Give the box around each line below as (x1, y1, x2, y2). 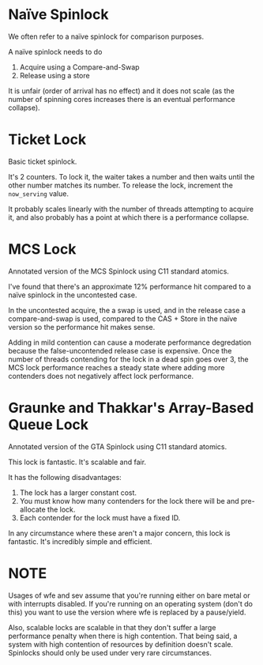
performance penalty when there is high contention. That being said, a (8, 631, 238, 640)
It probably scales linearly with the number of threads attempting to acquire (8, 204, 254, 213)
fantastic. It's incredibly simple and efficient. (8, 536, 152, 546)
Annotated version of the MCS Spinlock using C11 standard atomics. (8, 266, 229, 276)
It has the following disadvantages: (8, 472, 122, 482)
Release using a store (19, 70, 90, 80)
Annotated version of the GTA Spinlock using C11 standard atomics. (8, 441, 227, 452)
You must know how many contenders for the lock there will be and (19, 496, 239, 505)
